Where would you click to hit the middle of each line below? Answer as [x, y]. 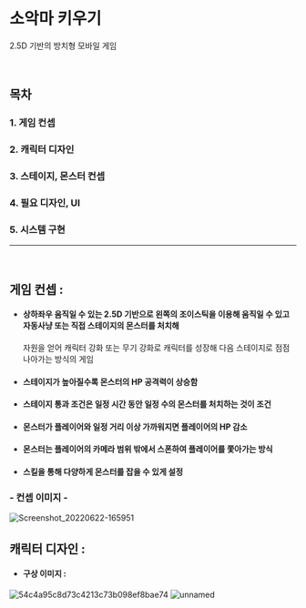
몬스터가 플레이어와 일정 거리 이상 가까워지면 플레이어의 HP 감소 [135, 426]
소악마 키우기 [56, 19]
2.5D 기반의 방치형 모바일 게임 [63, 46]
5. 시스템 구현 [37, 229]
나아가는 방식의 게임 [58, 359]
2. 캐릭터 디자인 [42, 149]
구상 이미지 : [44, 573]
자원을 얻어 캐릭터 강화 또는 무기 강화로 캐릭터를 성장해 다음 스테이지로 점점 [156, 348]
